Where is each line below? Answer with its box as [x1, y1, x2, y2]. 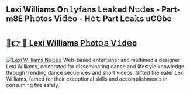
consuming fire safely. [6, 82, 60, 88]
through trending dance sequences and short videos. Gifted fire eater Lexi [6, 69, 185, 76]
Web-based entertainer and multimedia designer [63, 57, 180, 63]
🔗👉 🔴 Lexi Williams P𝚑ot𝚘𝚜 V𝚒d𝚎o [6, 38, 137, 48]
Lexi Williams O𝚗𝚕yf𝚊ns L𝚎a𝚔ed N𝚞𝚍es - [6, 5, 160, 15]
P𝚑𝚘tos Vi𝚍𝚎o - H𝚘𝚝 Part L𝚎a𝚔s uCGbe [24, 14, 172, 24]
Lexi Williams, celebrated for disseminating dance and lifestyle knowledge [6, 63, 185, 69]
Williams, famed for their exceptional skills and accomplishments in [6, 75, 168, 82]
